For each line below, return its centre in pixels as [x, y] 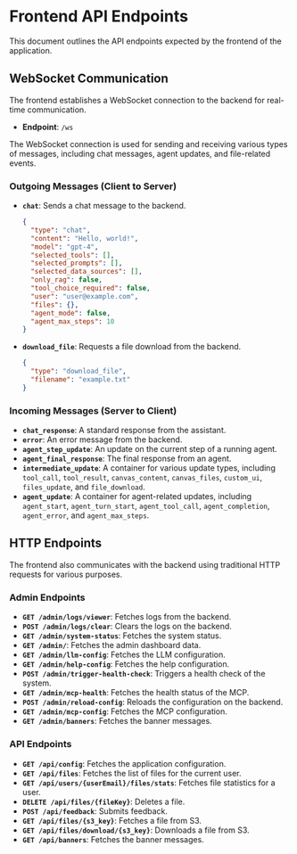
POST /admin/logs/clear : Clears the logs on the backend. [127, 627]
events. [23, 163]
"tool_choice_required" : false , [91, 288]
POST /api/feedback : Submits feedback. [95, 811]
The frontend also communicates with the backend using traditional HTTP [145, 564]
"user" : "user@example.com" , [85, 296]
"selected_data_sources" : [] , [87, 272]
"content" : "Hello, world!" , [85, 238]
